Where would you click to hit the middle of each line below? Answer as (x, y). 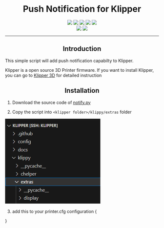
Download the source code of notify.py (51, 102)
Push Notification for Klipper (82, 9)
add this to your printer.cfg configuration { (54, 211)
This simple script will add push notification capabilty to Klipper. (69, 61)
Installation (82, 91)
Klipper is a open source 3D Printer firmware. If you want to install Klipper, (80, 70)
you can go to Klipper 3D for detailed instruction (53, 75)
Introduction (82, 49)
